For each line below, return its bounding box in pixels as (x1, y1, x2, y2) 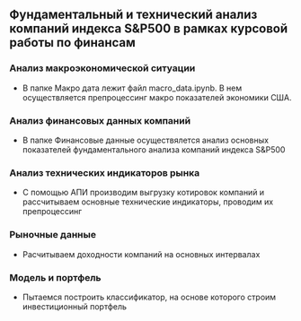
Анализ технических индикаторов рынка (9, 166, 200, 178)
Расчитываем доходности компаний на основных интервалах (22, 248, 261, 259)
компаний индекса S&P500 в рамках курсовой (9, 22, 288, 37)
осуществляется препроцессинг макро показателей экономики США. (22, 91, 292, 102)
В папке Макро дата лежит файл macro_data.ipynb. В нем (22, 82, 243, 93)
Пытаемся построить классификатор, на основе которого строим (22, 291, 277, 302)
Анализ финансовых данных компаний (9, 114, 191, 126)
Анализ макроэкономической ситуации (9, 62, 196, 74)
